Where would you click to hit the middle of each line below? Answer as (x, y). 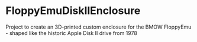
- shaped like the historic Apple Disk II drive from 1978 (71, 33)
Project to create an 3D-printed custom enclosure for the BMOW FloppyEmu (98, 27)
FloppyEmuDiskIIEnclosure (73, 11)
